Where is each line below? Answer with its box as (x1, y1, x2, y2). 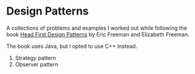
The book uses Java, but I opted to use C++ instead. (6, 42, 137, 50)
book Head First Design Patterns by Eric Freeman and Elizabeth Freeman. (6, 30, 190, 38)
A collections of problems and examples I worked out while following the (6, 24, 188, 32)
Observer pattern (15, 61, 59, 68)
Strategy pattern (15, 54, 56, 61)
